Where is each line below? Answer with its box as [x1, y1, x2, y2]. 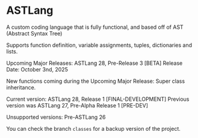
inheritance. [6, 83, 36, 91]
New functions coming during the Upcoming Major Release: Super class [6, 77, 185, 85]
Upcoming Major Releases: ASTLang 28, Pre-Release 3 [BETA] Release [6, 59, 183, 67]
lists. [6, 47, 18, 55]
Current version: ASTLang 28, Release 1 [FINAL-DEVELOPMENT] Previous [6, 95, 190, 103]
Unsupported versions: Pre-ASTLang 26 [6, 113, 106, 121]
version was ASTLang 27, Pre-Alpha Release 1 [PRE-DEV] [6, 101, 149, 109]
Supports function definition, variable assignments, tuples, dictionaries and [6, 41, 193, 49]
